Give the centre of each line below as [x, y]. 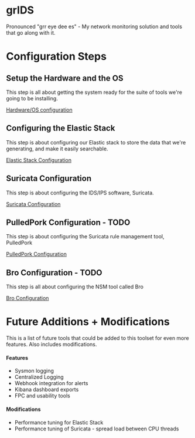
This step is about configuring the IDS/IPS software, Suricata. [80, 193]
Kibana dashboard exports [47, 390]
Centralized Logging [39, 377]
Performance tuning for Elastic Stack [59, 422]
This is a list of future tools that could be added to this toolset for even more [97, 338]
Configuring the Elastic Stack [61, 128]
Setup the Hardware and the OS [65, 78]
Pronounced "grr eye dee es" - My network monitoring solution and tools [94, 26]
